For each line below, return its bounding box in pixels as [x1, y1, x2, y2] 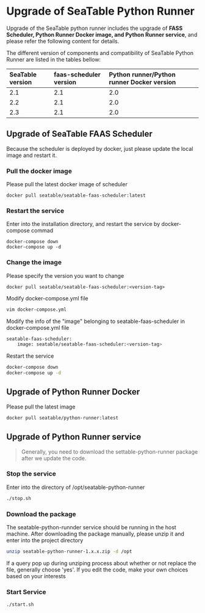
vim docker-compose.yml [6, 306, 67, 313]
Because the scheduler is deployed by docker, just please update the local [6, 145, 193, 152]
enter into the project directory [6, 536, 84, 544]
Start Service [6, 587, 47, 596]
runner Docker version [109, 78, 176, 86]
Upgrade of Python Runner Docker [6, 386, 140, 397]
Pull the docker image [6, 167, 72, 175]
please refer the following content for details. [6, 37, 120, 45]
